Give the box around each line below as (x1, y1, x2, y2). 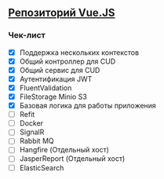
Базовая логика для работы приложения (19, 101, 157, 111)
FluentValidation (19, 82, 72, 93)
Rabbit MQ (19, 137, 54, 146)
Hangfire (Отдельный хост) (19, 145, 110, 155)
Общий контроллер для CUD (19, 57, 116, 66)
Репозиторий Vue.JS (8, 6, 115, 20)
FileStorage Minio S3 (19, 92, 88, 101)
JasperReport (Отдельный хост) (19, 154, 126, 163)
